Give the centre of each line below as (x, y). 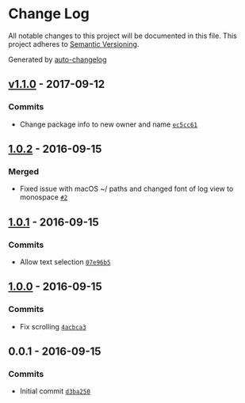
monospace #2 (44, 197)
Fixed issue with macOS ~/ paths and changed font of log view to (126, 189)
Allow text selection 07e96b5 (65, 262)
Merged (24, 171)
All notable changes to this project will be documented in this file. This (123, 36)
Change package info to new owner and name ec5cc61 (109, 124)
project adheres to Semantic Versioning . (74, 44)
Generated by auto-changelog (57, 59)
